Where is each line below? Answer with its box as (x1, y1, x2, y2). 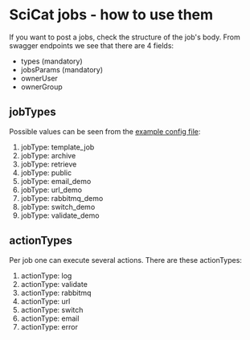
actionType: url (20, 296, 71, 306)
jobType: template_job (20, 142, 95, 152)
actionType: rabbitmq (20, 288, 92, 297)
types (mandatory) (20, 56, 83, 66)
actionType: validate (20, 279, 88, 289)
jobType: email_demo (20, 176, 92, 186)
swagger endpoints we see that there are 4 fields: (9, 40, 174, 50)
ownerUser (20, 73, 59, 83)
